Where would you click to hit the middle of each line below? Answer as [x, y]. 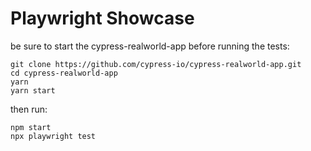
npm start [31, 127]
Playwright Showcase [102, 18]
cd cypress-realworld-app [64, 73]
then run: [29, 109]
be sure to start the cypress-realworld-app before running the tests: [150, 46]
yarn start [33, 90]
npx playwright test [53, 136]
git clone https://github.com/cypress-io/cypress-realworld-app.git [156, 64]
